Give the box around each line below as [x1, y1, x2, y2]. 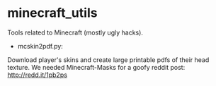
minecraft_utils [7, 5, 98, 21]
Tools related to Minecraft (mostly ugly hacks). [7, 28, 144, 37]
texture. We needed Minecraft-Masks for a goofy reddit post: [7, 63, 186, 71]
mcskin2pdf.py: [17, 42, 64, 50]
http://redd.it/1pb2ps [7, 70, 67, 79]
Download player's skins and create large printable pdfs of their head [7, 55, 210, 64]
